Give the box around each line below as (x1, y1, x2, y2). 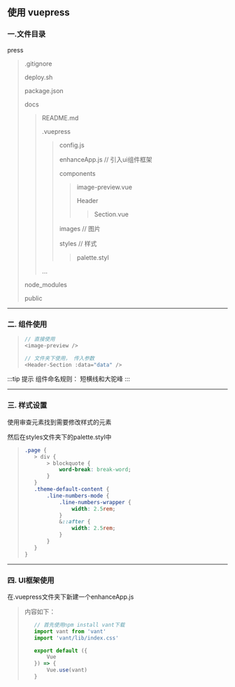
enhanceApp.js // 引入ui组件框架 (59, 155, 152, 163)
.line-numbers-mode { (46, 492, 110, 499)
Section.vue (94, 209, 129, 218)
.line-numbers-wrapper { (59, 499, 131, 506)
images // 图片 (59, 224, 101, 233)
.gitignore (24, 59, 52, 68)
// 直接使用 (24, 335, 55, 342)
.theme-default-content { (34, 486, 110, 493)
